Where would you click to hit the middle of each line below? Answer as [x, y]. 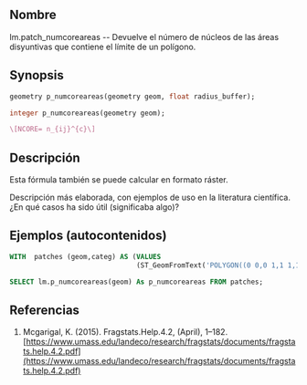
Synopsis [37, 75]
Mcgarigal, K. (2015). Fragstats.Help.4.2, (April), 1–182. [125, 332]
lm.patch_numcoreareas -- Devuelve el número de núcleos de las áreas [144, 36]
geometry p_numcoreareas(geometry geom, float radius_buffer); [132, 96]
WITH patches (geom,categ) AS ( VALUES [85, 256]
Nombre [33, 15]
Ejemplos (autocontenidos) [88, 236]
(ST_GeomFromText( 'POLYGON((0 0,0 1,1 [210, 265]
